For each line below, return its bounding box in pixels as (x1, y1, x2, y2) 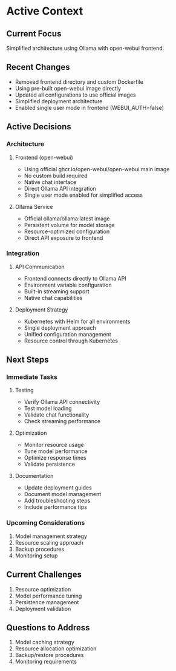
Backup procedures (15, 545, 65, 553)
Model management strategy (15, 533, 88, 540)
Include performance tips (24, 503, 88, 511)
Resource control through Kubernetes (24, 337, 118, 344)
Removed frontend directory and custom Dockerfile (15, 78, 143, 86)
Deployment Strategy (15, 305, 68, 313)
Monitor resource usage (24, 441, 85, 449)
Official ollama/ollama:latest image (24, 214, 110, 222)
